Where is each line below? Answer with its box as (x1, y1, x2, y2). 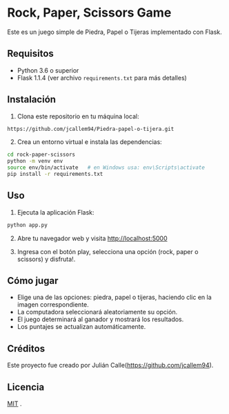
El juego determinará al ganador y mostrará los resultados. (17, 315, 184, 323)
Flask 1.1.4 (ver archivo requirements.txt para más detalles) (17, 73, 188, 82)
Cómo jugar (7, 275, 59, 287)
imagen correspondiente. (17, 300, 90, 309)
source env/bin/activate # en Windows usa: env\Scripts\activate (7, 164, 206, 171)
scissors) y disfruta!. (17, 255, 76, 263)
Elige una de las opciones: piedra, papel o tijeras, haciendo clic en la (17, 293, 212, 302)
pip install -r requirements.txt (7, 171, 103, 178)
